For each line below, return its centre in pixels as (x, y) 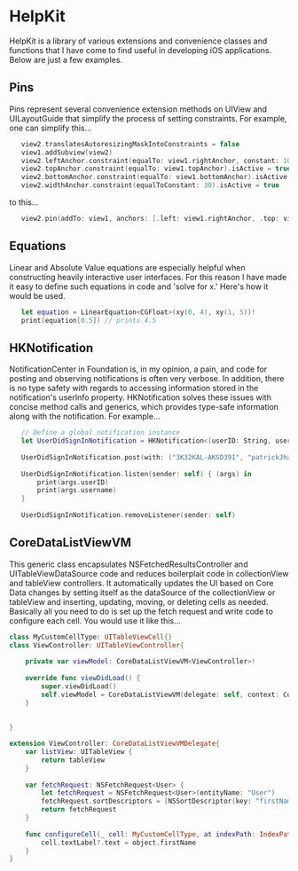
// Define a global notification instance (100, 433)
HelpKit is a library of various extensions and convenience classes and (138, 41)
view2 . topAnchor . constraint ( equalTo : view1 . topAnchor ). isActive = (146, 169)
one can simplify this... (51, 128)
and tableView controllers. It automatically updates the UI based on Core (141, 583)
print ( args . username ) (77, 490)
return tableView (73, 760)
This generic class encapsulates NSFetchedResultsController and (129, 564)
